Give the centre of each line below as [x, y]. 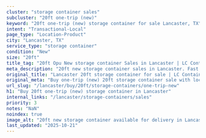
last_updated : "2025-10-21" [42, 126]
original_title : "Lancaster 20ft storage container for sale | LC [93, 74]
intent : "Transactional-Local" [46, 29]
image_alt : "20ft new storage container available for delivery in [94, 120]
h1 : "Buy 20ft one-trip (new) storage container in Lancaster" [89, 92]
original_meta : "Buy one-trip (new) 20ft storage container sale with [98, 80]
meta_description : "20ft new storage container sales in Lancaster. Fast [103, 69]
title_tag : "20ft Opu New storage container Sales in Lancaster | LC [97, 63]
